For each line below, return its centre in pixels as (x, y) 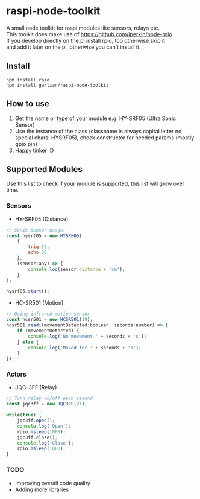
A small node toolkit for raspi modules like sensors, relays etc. (83, 28)
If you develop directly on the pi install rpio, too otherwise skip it (86, 40)
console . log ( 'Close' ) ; (45, 443)
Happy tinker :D (34, 150)
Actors (17, 374)
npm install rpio (28, 80)
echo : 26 (37, 253)
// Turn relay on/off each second (50, 399)
